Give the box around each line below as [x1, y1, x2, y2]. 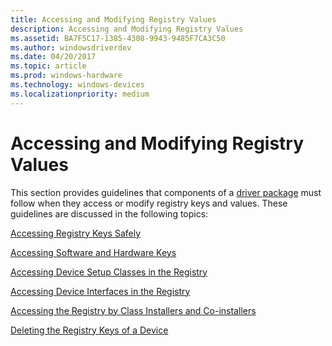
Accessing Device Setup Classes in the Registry [10, 266, 208, 278]
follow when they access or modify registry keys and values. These [10, 197, 288, 209]
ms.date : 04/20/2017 [10, 52, 97, 62]
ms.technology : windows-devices [10, 80, 145, 90]
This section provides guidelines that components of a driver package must [10, 186, 322, 198]
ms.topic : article [10, 61, 87, 71]
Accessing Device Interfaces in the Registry [10, 285, 191, 297]
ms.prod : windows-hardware [10, 71, 123, 81]
